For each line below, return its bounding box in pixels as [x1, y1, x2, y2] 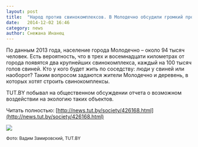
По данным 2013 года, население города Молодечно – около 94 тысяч [6, 46, 185, 54]
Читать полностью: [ [6, 107, 58, 114]
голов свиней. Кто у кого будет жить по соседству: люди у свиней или [6, 65, 184, 72]
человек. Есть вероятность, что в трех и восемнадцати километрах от [6, 53, 184, 60]
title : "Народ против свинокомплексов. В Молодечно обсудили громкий [6, 14, 183, 20]
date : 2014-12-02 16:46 [6, 19, 70, 25]
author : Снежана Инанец [6, 31, 65, 36]
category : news [6, 25, 44, 31]
